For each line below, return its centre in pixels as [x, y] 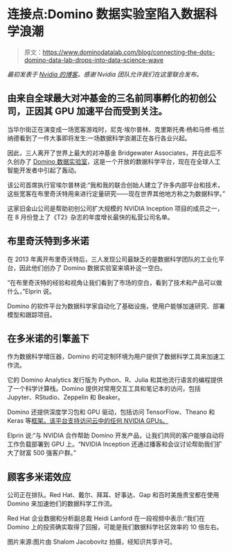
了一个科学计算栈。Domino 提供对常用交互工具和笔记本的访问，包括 [104, 389]
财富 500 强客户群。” [48, 453]
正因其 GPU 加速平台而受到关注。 [96, 111]
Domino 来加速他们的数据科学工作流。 [62, 503]
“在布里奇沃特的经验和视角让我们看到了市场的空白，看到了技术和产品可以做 [115, 283]
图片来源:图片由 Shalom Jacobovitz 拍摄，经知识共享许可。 [92, 542]
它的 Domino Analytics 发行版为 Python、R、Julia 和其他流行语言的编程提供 [115, 380]
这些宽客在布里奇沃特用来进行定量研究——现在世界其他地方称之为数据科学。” [116, 193]
